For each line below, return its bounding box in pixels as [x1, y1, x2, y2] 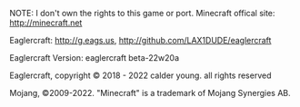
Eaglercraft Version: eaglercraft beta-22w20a [9, 53, 180, 63]
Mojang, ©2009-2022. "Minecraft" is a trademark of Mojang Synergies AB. [9, 88, 291, 98]
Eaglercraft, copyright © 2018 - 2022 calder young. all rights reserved [9, 70, 272, 81]
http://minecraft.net [9, 17, 83, 28]
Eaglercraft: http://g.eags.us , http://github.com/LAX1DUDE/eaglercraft [9, 35, 272, 45]
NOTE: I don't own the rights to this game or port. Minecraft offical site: [9, 8, 275, 18]
